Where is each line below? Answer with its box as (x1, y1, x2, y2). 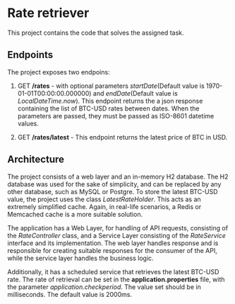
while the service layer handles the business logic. (7, 254, 154, 262)
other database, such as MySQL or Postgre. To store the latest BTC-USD (7, 187, 218, 196)
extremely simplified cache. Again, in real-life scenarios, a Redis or (7, 202, 202, 210)
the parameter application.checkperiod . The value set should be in (7, 282, 201, 291)
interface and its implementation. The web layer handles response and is (7, 239, 219, 247)
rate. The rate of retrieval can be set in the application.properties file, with (7, 275, 225, 283)
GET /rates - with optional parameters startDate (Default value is (17, 81, 205, 90)
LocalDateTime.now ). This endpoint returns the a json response (17, 96, 203, 105)
